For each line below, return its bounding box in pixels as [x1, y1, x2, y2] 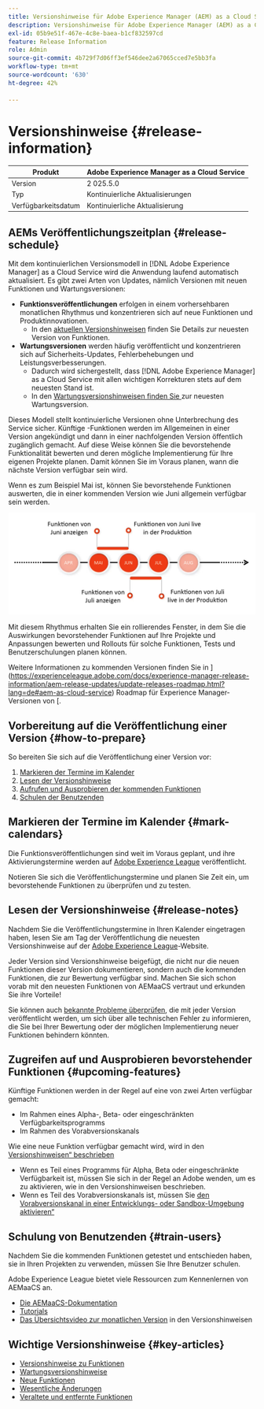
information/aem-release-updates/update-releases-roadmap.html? [8, 680, 225, 689]
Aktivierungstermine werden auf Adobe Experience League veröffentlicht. [8, 857, 247, 866]
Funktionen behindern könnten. [8, 1030, 110, 1040]
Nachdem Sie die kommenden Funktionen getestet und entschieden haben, [8, 1251, 253, 1260]
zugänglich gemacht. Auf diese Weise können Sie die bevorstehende [8, 440, 232, 449]
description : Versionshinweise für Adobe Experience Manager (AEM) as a [8, 20, 251, 29]
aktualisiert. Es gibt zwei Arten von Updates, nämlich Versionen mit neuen [8, 276, 247, 285]
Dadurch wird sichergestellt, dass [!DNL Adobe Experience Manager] [31, 366, 255, 376]
